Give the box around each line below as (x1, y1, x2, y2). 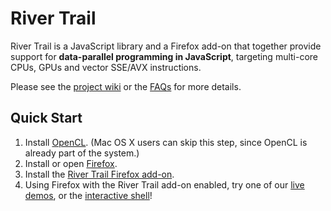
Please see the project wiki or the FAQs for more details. (10, 80, 242, 92)
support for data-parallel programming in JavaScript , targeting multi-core (10, 50, 319, 62)
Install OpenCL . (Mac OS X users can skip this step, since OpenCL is (24, 136, 308, 148)
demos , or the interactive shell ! (24, 189, 153, 201)
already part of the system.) (24, 147, 140, 159)
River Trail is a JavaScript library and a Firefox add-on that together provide (10, 40, 322, 52)
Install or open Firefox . (24, 157, 118, 169)
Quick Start (10, 110, 83, 127)
